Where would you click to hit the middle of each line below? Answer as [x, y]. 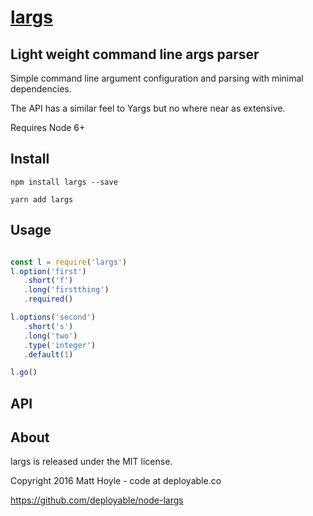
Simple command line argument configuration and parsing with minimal [157, 78]
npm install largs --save [64, 182]
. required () [48, 299]
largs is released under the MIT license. [91, 462]
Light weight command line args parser [135, 54]
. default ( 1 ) [48, 354]
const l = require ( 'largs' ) [69, 262]
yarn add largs [42, 199]
